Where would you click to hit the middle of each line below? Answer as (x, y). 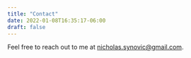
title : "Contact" (33, 14)
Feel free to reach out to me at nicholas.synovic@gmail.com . (95, 47)
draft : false (27, 27)
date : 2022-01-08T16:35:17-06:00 (57, 21)
